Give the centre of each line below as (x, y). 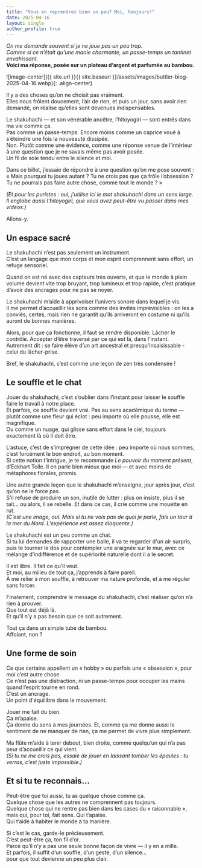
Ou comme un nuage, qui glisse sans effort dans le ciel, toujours (86, 429)
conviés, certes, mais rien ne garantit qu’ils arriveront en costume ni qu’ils (98, 314)
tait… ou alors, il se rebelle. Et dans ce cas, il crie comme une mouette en (97, 504)
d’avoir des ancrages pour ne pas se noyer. (60, 290)
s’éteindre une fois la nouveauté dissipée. (58, 139)
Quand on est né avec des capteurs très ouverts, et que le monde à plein (97, 277)
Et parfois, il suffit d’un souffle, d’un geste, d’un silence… (77, 852)
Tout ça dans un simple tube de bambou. (57, 628)
